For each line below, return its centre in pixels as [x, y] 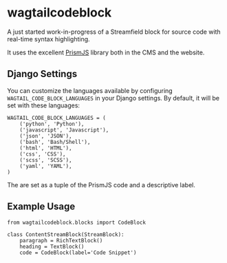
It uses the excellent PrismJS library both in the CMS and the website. [106, 52]
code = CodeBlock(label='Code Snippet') [78, 253]
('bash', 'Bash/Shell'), [55, 142]
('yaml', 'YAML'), [46, 166]
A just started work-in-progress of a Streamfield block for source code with [114, 32]
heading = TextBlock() [52, 246]
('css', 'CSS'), [43, 154]
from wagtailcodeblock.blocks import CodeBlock [77, 222]
